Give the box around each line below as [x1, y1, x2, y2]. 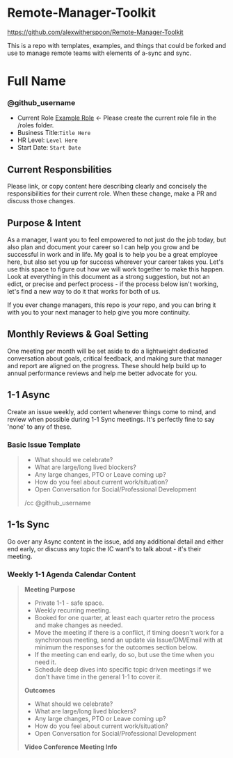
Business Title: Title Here [17, 129, 91, 137]
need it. [34, 658, 57, 666]
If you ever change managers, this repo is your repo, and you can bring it [7, 301, 216, 309]
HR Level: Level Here [17, 136, 78, 144]
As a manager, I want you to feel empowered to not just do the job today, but [7, 235, 226, 244]
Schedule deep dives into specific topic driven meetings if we [34, 665, 211, 674]
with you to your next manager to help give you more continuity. [7, 308, 191, 317]
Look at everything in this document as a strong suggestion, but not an [7, 273, 210, 281]
